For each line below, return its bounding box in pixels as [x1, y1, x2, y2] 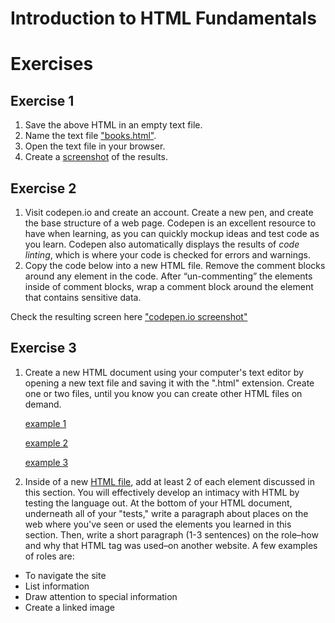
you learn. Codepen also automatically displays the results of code [24, 238, 300, 250]
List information [24, 580, 90, 592]
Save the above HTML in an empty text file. [24, 119, 203, 131]
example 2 [24, 437, 69, 449]
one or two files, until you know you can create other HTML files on [24, 387, 303, 399]
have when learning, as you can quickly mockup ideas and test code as [24, 228, 320, 239]
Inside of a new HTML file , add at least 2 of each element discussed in [24, 475, 316, 487]
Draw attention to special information [24, 590, 178, 602]
